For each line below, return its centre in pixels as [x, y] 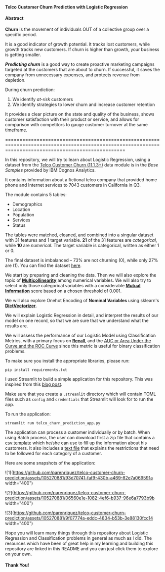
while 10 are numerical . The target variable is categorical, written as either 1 [82, 245]
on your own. [19, 554]
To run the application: [28, 414]
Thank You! [17, 565]
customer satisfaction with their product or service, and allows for [72, 119]
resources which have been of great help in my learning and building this [79, 543]
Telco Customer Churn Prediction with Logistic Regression [66, 7]
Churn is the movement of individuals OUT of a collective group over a [77, 29]
